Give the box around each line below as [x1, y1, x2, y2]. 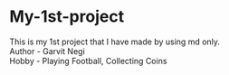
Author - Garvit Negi [9, 45, 86, 56]
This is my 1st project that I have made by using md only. [9, 36, 220, 47]
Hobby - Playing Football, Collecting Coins [9, 55, 167, 66]
